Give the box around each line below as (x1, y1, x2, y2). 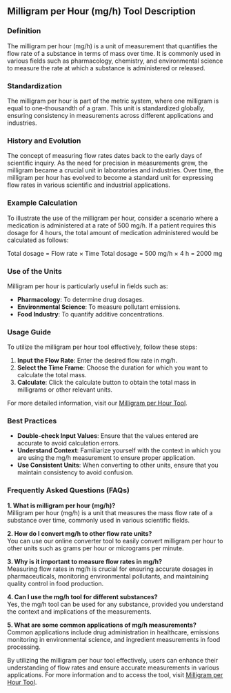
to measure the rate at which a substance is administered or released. (7, 63, 205, 72)
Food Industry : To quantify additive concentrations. (17, 310, 164, 318)
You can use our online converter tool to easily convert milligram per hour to (7, 536, 223, 545)
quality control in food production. (7, 579, 104, 587)
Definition (7, 26, 41, 36)
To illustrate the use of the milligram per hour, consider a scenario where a (7, 214, 219, 222)
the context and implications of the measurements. (7, 607, 152, 616)
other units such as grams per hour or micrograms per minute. (7, 544, 184, 552)
